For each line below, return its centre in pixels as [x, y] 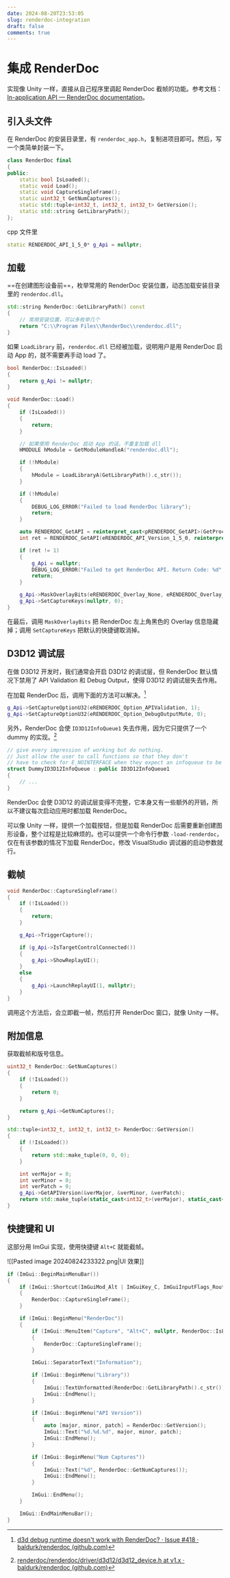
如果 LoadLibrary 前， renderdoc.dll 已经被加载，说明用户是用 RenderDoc [111, 346]
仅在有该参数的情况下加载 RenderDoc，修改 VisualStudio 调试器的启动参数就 [115, 842]
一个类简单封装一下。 [37, 147]
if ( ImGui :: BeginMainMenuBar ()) [53, 1274]
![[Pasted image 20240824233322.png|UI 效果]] [76, 1261]
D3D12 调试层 [36, 654]
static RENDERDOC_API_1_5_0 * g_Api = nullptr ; [75, 245]
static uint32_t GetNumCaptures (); [70, 199]
